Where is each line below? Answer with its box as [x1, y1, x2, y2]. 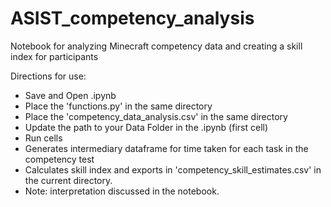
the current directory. [24, 174, 113, 186]
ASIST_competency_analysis [10, 7, 255, 30]
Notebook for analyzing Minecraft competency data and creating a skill [10, 40, 303, 52]
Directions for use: [10, 70, 87, 82]
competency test [24, 153, 95, 165]
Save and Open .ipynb [24, 89, 117, 101]
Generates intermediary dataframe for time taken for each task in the [24, 142, 309, 154]
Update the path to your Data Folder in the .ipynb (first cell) [24, 121, 269, 133]
